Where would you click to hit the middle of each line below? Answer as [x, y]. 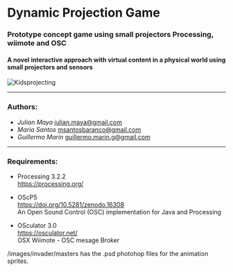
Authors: [23, 107]
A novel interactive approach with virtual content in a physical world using [116, 60]
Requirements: [33, 161]
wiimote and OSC [37, 43]
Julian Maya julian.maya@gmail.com [70, 122]
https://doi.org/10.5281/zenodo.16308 [71, 204]
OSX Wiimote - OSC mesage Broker [68, 240]
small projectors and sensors [50, 67]
